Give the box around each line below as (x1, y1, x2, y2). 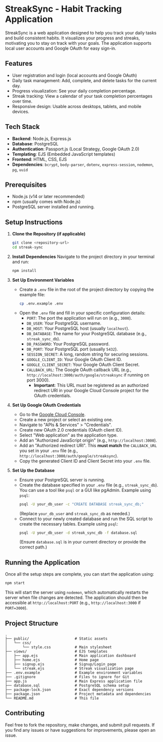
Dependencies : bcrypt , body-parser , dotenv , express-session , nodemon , (12, 162, 154, 167)
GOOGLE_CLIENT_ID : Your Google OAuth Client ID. (26, 356, 122, 362)
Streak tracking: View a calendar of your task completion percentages (12, 93, 153, 99)
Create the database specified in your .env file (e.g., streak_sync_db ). (19, 482, 159, 488)
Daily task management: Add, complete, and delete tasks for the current (12, 77, 157, 83)
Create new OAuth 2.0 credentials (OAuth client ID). (19, 427, 123, 433)
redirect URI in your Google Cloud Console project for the (34, 387, 149, 393)
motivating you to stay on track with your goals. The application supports (5, 40, 152, 46)
